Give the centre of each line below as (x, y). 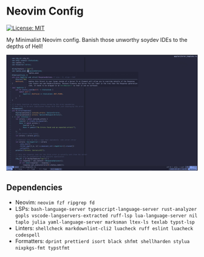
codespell (28, 235)
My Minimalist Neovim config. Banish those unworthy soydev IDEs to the (97, 39)
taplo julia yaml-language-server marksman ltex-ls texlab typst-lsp (105, 222)
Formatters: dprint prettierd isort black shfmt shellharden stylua (102, 241)
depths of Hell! (25, 46)
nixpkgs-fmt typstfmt (42, 248)
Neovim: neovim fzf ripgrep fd (55, 202)
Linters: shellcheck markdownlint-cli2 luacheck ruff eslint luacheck (104, 228)
